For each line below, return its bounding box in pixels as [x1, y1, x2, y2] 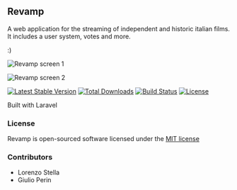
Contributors [7, 152, 53, 162]
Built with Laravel [7, 101, 58, 109]
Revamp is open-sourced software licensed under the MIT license [7, 135, 200, 143]
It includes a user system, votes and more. [7, 32, 131, 40]
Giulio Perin [17, 176, 52, 184]
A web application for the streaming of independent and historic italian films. [7, 24, 230, 33]
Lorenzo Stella [17, 168, 60, 177]
